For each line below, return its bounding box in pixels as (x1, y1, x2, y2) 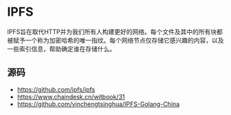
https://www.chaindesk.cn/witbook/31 (16, 92, 125, 101)
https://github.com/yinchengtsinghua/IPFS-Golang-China (16, 100, 180, 108)
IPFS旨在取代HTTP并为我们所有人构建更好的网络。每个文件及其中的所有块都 (7, 27, 223, 36)
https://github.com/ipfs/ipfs (16, 85, 96, 93)
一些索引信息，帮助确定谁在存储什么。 (7, 44, 115, 53)
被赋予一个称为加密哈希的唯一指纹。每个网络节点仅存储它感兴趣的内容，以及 (7, 36, 224, 44)
